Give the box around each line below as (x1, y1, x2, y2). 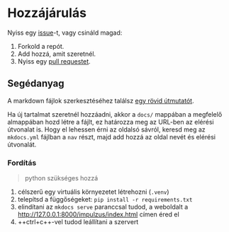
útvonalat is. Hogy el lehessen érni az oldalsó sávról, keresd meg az (7, 125, 206, 134)
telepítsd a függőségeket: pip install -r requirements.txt (17, 195, 193, 204)
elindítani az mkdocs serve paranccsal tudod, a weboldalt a (17, 203, 189, 211)
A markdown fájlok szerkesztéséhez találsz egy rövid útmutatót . (7, 96, 194, 105)
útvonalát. (7, 140, 37, 149)
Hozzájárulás (7, 5, 87, 21)
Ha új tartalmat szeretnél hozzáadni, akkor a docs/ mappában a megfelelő (7, 110, 223, 118)
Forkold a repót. (17, 42, 65, 50)
